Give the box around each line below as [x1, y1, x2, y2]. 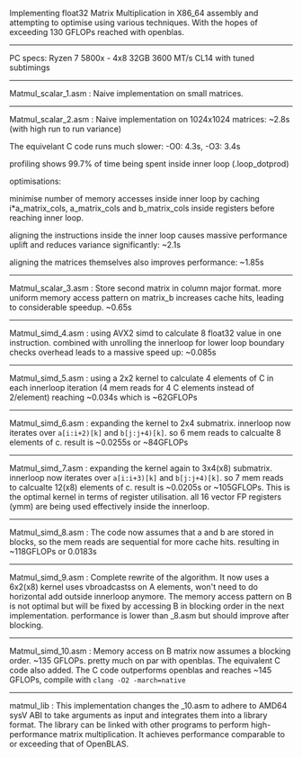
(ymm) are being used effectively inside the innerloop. [9, 501, 209, 511]
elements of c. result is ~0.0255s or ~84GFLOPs [9, 437, 189, 447]
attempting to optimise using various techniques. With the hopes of [9, 17, 258, 28]
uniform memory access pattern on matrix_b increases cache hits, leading [9, 293, 285, 302]
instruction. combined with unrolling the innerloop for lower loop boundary [9, 338, 285, 347]
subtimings [9, 62, 51, 73]
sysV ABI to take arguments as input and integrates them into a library [9, 710, 268, 720]
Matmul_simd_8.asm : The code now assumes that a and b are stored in [9, 527, 274, 537]
